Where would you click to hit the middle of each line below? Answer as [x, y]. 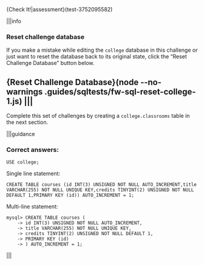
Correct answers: [32, 150]
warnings [25, 91]
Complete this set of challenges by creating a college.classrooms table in [98, 116]
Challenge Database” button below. [50, 63]
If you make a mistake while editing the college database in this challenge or [102, 50]
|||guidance [21, 134]
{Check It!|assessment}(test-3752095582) [59, 9]
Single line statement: [33, 174]
